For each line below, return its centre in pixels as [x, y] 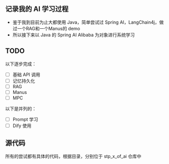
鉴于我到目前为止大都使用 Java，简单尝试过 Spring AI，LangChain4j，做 [88, 22]
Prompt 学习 [25, 119]
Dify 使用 [22, 126]
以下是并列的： [21, 108]
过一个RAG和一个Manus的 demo [46, 28]
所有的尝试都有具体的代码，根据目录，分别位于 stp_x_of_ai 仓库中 [73, 156]
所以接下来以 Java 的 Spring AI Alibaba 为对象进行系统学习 [74, 35]
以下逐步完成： [21, 64]
